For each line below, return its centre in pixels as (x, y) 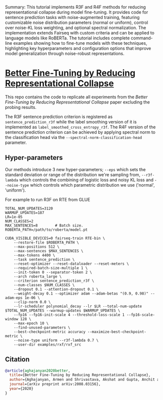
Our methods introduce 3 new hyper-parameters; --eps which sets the (75, 169)
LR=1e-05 (14, 217)
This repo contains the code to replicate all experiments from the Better (76, 97)
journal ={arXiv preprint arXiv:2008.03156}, (55, 384)
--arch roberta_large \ (38, 277)
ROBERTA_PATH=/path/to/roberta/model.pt (47, 230)
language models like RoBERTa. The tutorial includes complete (67, 38)
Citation (17, 359)
